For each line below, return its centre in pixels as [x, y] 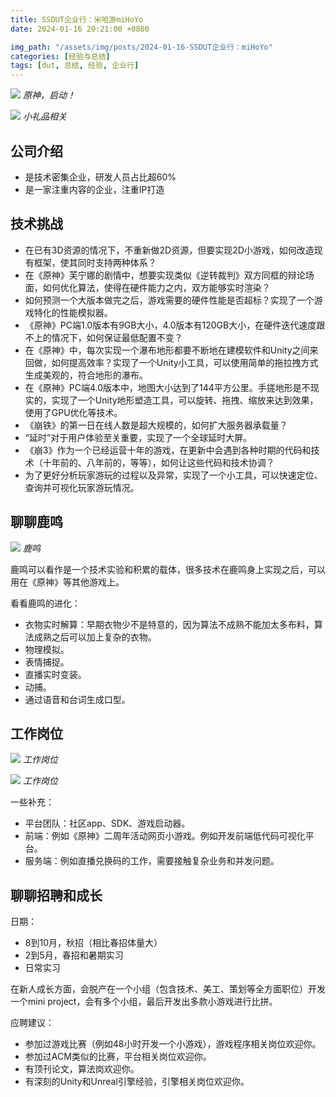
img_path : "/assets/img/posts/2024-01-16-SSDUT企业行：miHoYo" [141, 47]
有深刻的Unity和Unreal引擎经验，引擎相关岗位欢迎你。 [137, 1082]
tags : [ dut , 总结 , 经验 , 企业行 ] [75, 66]
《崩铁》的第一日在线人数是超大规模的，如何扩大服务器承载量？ [156, 425]
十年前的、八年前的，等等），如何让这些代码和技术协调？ [158, 462]
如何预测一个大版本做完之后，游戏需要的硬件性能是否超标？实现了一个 [169, 300]
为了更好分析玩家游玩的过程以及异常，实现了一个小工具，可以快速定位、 [173, 475]
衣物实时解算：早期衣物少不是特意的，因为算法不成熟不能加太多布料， [169, 624]
